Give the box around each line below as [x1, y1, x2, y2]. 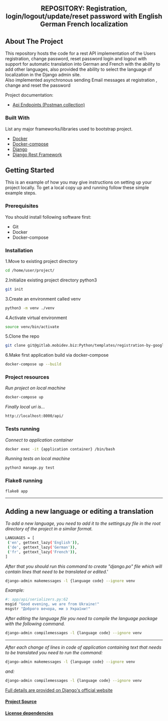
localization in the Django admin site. [5, 72, 81, 78]
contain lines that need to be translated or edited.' [5, 568, 108, 574]
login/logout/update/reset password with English [5, 12, 162, 21]
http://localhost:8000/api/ [5, 413, 64, 418]
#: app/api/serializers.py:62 [5, 597, 68, 602]
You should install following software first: [5, 214, 91, 220]
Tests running [5, 425, 40, 432]
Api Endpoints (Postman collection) [12, 102, 85, 108]
